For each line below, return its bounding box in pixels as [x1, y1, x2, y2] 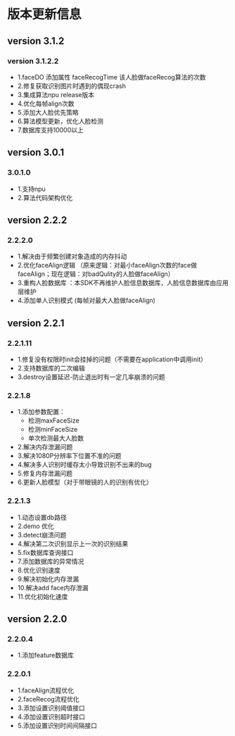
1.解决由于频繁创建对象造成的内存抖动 [17, 252, 127, 261]
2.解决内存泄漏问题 [17, 443, 73, 451]
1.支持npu [17, 185, 46, 193]
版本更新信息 [7, 6, 82, 23]
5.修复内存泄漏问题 [17, 469, 72, 478]
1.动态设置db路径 [17, 513, 67, 521]
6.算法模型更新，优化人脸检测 [17, 117, 104, 125]
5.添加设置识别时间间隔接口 [17, 721, 97, 730]
